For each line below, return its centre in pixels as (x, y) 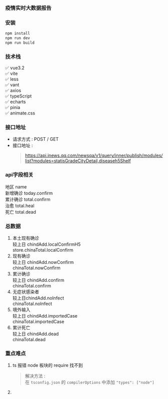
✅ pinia (13, 108)
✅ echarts (16, 102)
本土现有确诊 (26, 238)
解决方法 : (35, 376)
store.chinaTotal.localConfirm (43, 250)
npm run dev (18, 38)
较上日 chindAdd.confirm (38, 280)
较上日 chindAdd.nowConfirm (43, 262)
